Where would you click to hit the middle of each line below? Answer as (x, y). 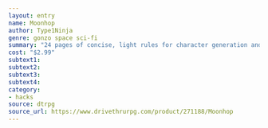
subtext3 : (25, 75)
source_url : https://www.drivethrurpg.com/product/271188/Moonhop (121, 112)
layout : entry (32, 16)
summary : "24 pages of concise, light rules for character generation (128, 45)
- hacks (21, 97)
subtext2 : (25, 68)
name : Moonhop (32, 23)
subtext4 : (25, 82)
